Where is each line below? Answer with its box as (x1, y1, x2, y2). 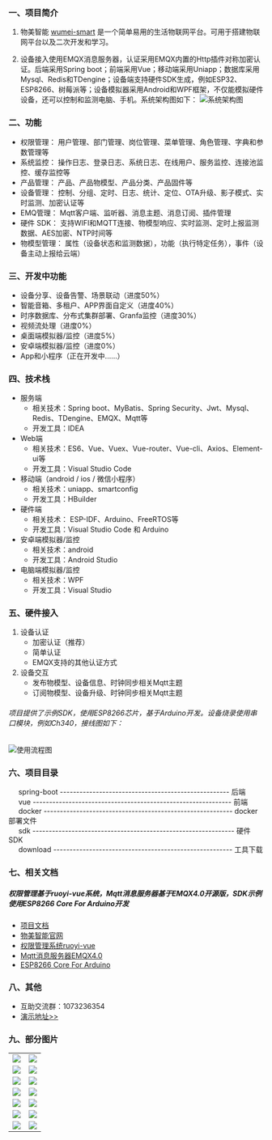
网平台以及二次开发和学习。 (19, 37, 113, 47)
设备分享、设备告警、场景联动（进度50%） (19, 290, 164, 300)
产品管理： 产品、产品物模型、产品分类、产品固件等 (19, 177, 193, 187)
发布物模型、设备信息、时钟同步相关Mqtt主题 (32, 678, 183, 688)
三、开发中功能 (8, 270, 67, 282)
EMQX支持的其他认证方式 (32, 658, 117, 667)
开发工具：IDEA (32, 423, 85, 434)
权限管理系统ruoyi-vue (19, 940, 96, 950)
